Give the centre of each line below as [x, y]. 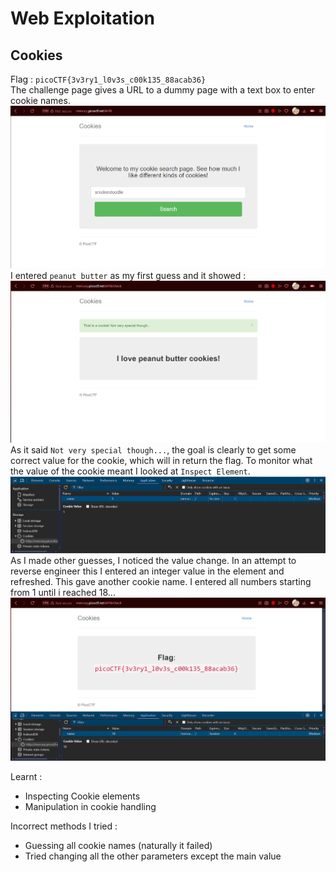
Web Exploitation [82, 18]
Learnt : [26, 776]
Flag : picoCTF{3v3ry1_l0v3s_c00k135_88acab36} [108, 79]
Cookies [36, 55]
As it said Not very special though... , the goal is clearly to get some [153, 450]
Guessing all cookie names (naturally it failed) [118, 845]
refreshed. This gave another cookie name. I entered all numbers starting [161, 581]
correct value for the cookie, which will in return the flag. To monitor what [161, 460]
